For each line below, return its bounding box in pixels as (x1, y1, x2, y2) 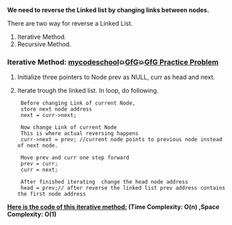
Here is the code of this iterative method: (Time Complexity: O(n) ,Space (7, 203, 220, 211)
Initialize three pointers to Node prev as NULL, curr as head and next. (17, 73, 215, 82)
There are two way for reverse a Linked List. (7, 19, 133, 27)
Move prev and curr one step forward (20, 154, 130, 161)
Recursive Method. (17, 40, 71, 48)
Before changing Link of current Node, (20, 100, 136, 107)
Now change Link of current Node (20, 124, 117, 131)
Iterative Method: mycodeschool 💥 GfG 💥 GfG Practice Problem (7, 57, 219, 66)
